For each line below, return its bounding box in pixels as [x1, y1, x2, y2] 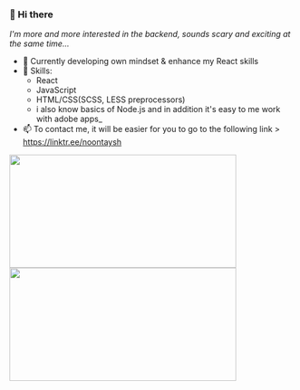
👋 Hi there [9, 8, 54, 21]
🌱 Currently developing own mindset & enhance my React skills [22, 56, 259, 67]
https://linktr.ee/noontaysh [22, 137, 122, 147]
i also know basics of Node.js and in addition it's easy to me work [35, 104, 281, 115]
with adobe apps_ [35, 113, 102, 125]
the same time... [9, 38, 70, 49]
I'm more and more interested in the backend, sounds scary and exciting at [9, 29, 291, 40]
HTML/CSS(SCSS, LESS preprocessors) [35, 94, 186, 105]
